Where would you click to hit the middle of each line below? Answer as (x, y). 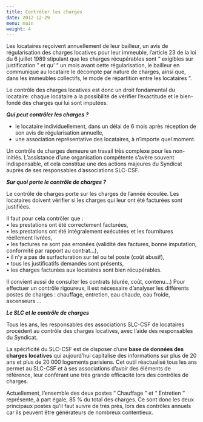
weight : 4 (19, 29)
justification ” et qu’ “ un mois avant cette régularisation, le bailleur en (93, 65)
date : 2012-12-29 (28, 18)
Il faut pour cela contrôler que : (45, 218)
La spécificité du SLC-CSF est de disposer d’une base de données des (95, 349)
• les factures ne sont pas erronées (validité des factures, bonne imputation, (101, 244)
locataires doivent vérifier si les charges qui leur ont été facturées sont (95, 200)
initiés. (15, 158)
